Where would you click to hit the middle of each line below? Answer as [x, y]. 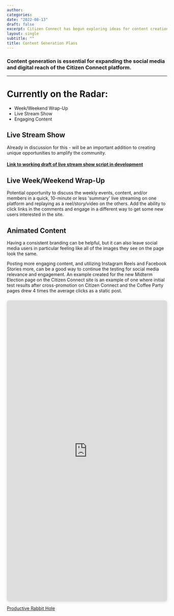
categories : [19, 15]
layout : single [23, 34]
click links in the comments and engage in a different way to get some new [85, 209]
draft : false [21, 24]
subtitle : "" [21, 39]
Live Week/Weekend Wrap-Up [56, 180]
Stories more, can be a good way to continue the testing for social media [83, 269]
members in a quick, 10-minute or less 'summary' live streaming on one [82, 198]
